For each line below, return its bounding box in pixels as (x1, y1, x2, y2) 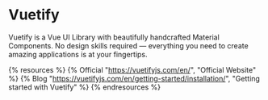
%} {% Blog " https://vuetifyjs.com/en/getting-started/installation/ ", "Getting (8, 73, 261, 83)
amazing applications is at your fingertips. (8, 49, 148, 59)
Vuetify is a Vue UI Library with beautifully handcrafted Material (8, 32, 220, 42)
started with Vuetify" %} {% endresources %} (8, 82, 161, 92)
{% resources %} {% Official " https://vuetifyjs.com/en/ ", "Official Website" (8, 65, 257, 74)
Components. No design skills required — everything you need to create (8, 40, 249, 50)
